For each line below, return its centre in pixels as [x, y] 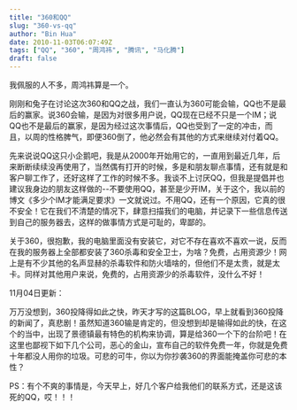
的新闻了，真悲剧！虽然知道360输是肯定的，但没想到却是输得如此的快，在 [145, 323]
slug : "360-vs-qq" [43, 26]
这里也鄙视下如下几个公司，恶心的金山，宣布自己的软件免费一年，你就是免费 [148, 345]
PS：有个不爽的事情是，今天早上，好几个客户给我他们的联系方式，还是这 [142, 386]
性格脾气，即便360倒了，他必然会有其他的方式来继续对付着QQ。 [165, 137]
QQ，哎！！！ [50, 397]
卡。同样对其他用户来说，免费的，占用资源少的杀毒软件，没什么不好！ [137, 274]
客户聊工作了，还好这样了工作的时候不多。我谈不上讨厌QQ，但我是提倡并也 [147, 178]
